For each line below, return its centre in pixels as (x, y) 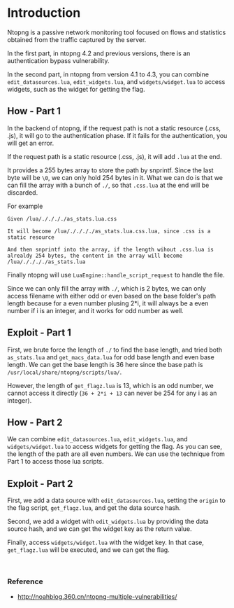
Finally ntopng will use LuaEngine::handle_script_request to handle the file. (116, 275)
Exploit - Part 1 (39, 333)
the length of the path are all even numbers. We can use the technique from (116, 454)
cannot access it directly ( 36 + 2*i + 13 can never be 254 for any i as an (112, 393)
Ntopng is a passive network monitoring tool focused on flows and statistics (117, 32)
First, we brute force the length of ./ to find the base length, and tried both (115, 350)
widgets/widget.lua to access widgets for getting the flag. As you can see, (115, 447)
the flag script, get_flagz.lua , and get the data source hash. (94, 508)
